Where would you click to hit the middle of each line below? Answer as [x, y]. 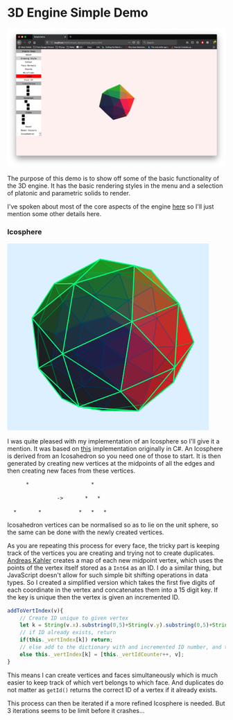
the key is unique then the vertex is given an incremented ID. [94, 597]
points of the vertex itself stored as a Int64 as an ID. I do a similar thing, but [114, 568]
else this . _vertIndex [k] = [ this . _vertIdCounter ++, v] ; [102, 654]
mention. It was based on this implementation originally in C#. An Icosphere [115, 448]
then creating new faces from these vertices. [71, 471]
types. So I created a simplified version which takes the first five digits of [111, 582]
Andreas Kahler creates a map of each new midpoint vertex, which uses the [115, 560]
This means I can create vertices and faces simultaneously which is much [113, 675]
